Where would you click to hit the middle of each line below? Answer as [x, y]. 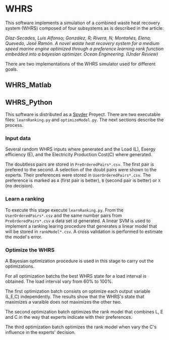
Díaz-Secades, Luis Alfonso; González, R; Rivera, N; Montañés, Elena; [78, 38]
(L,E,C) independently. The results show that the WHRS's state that [75, 297]
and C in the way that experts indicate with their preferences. [69, 317]
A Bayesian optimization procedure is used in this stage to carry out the [79, 261]
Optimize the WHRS [30, 250]
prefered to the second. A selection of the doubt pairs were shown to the [81, 170]
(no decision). [20, 186]
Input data [18, 138]
